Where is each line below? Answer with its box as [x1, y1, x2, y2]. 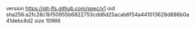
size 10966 [34, 17, 61, 24]
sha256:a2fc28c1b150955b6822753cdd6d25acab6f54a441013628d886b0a [6, 11, 189, 18]
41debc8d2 [6, 17, 33, 24]
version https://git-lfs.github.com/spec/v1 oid [6, 5, 115, 12]
